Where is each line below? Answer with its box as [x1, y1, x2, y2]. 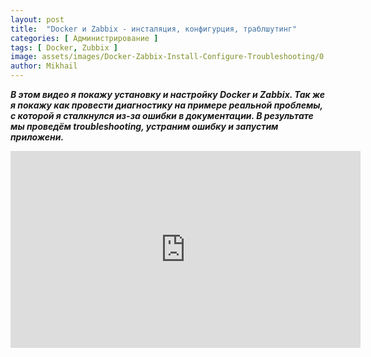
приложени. [10, 131, 65, 143]
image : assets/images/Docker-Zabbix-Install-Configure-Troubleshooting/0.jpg [10, 52, 342, 62]
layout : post [10, 14, 65, 25]
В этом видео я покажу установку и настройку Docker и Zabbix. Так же [10, 89, 326, 100]
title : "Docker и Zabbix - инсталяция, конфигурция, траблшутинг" [10, 24, 298, 34]
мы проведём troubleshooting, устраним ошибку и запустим [10, 121, 279, 132]
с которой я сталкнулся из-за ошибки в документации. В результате [10, 110, 314, 121]
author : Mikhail [10, 61, 78, 71]
